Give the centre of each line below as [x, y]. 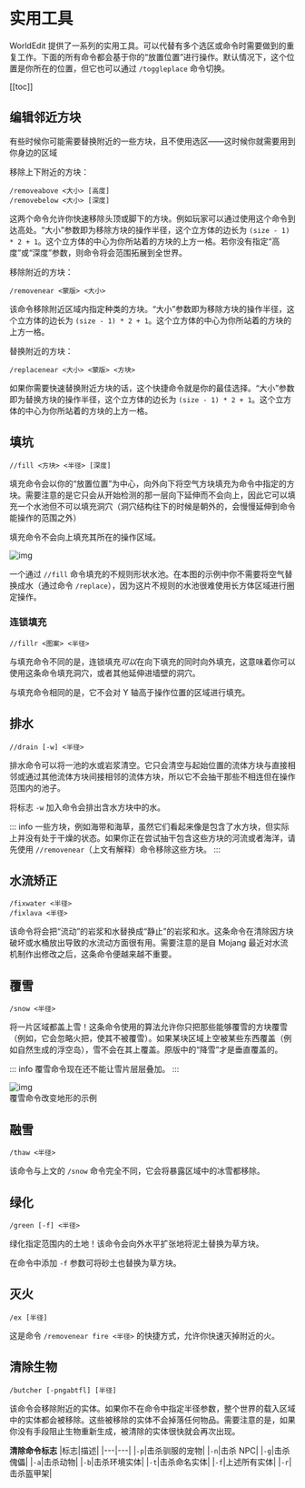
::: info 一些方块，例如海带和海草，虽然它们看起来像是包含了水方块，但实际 [149, 826]
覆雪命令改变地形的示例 [53, 1098]
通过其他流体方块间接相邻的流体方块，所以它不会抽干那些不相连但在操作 [160, 776]
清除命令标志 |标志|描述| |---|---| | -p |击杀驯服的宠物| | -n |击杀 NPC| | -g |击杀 [150, 1450]
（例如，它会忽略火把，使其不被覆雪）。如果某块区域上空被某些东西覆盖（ [147, 1038]
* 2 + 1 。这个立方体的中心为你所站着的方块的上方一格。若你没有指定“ [141, 241]
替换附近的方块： [41, 350]
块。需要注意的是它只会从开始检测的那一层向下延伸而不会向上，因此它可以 [148, 495]
